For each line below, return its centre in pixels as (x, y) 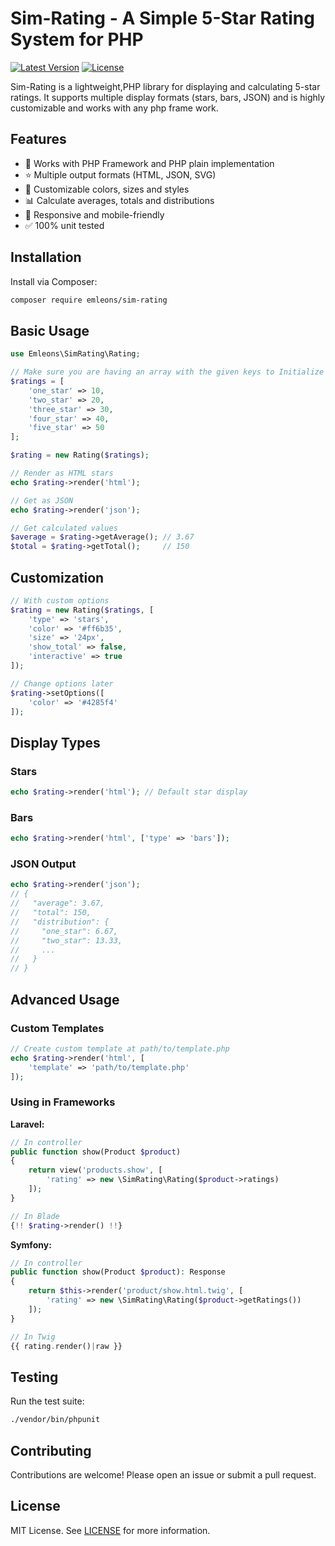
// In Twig (33, 1337)
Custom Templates (57, 1028)
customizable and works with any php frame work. (114, 108)
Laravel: (27, 1124)
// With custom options (60, 600)
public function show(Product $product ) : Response (118, 1272)
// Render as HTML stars (62, 473)
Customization (57, 577)
